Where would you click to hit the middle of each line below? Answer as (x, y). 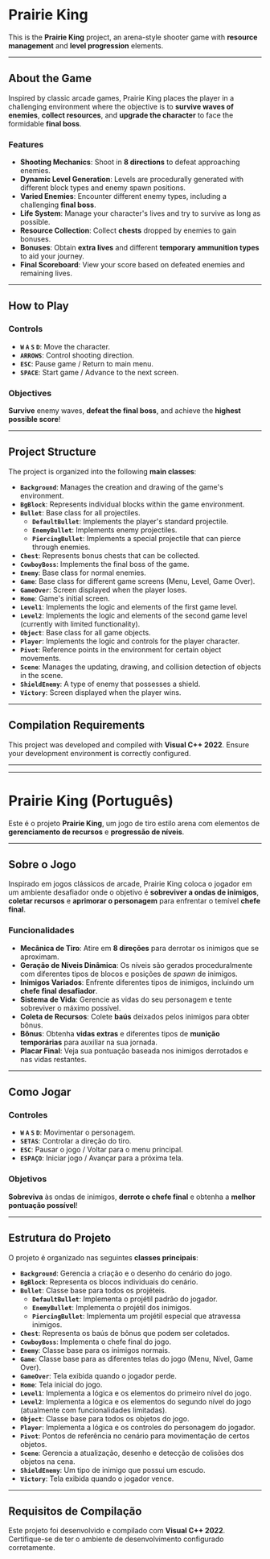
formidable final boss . (45, 123)
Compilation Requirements (77, 725)
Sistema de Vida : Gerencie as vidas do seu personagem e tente (126, 999)
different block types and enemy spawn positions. (103, 188)
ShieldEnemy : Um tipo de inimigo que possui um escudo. (112, 1470)
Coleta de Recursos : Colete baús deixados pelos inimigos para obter (135, 1016)
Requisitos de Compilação (75, 1511)
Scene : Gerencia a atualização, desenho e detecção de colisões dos (132, 1453)
